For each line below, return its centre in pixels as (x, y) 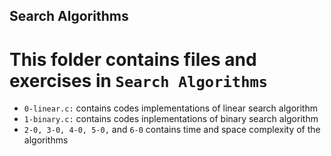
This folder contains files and (133, 59)
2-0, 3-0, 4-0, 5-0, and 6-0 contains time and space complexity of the (172, 130)
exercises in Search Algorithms (139, 80)
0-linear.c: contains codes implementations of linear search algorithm (170, 108)
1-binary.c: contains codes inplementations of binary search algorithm (171, 119)
